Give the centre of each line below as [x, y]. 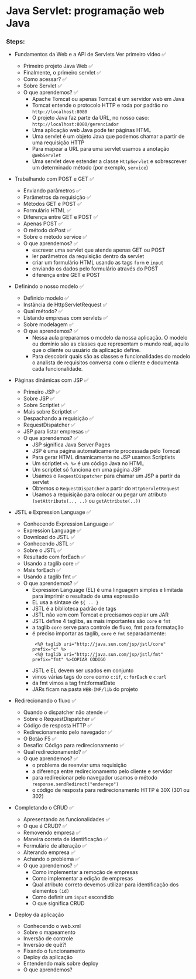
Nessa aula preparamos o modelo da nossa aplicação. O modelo [110, 338]
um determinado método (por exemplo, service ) [90, 168]
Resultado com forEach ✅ [54, 557]
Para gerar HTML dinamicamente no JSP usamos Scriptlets [104, 457]
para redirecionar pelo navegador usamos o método [95, 778]
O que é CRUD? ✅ [45, 826]
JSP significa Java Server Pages [71, 445]
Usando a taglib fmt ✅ [50, 577]
